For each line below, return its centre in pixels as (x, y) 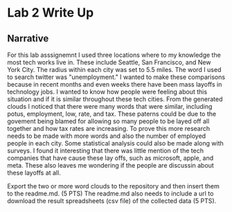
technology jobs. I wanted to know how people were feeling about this (107, 92)
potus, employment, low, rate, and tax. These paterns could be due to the (112, 114)
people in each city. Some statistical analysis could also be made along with (115, 143)
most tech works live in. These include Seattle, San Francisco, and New (109, 62)
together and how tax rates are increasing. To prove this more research (109, 129)
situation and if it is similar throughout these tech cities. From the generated (115, 99)
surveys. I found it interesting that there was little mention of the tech (106, 151)
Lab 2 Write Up (51, 13)
